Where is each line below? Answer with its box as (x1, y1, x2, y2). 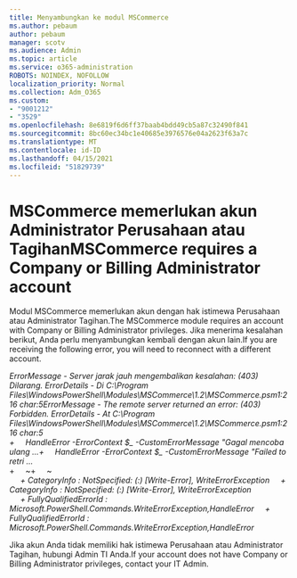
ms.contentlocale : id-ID (9, 145, 101, 154)
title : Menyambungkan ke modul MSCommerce (9, 12, 169, 22)
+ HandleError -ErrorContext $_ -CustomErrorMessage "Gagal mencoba (9, 437, 285, 448)
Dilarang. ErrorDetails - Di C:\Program (9, 380, 149, 391)
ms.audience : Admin (9, 46, 82, 55)
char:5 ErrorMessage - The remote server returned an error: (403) (19, 399, 261, 410)
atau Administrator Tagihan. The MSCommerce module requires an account (9, 316, 285, 326)
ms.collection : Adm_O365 (9, 87, 101, 96)
